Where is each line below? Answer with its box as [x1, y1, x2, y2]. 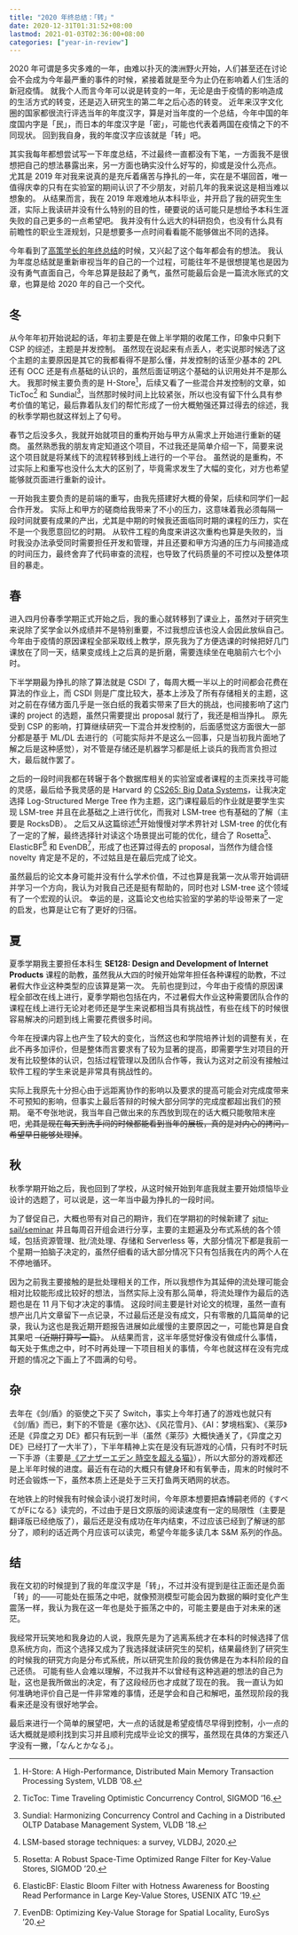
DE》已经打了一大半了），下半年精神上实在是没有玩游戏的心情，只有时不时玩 [9, 1441, 288, 1452]
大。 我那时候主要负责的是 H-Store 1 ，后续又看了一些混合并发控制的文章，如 [9, 376, 286, 387]
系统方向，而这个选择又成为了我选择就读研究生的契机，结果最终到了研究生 [16, 1644, 289, 1654]
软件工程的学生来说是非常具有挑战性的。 [9, 1065, 157, 1076]
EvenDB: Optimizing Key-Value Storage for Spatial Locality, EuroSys [21, 1907, 270, 1918]
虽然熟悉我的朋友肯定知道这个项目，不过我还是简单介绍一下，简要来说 [26, 441, 284, 451]
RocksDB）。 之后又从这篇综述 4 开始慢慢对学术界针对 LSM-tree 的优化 [26, 816, 280, 829]
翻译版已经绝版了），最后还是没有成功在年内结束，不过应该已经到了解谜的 [9, 1516, 278, 1526]
